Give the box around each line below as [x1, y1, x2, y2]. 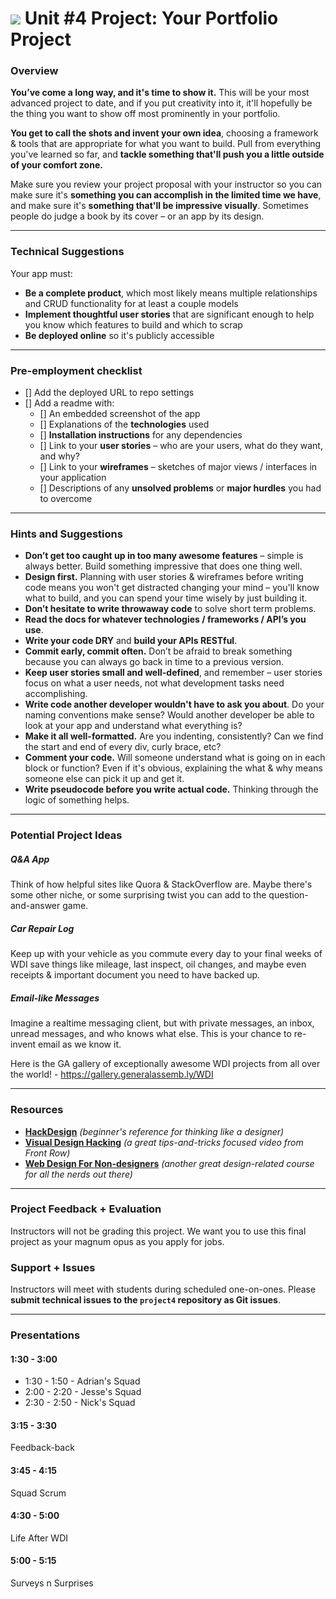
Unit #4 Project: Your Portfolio [24, 7, 279, 30]
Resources [10, 1103, 64, 1117]
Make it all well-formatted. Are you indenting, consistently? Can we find [24, 730, 324, 742]
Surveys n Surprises [10, 1577, 94, 1589]
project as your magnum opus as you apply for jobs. [10, 1235, 225, 1247]
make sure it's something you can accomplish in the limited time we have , [10, 189, 322, 201]
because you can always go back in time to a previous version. [24, 656, 285, 668]
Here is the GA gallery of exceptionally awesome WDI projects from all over [10, 1058, 321, 1070]
